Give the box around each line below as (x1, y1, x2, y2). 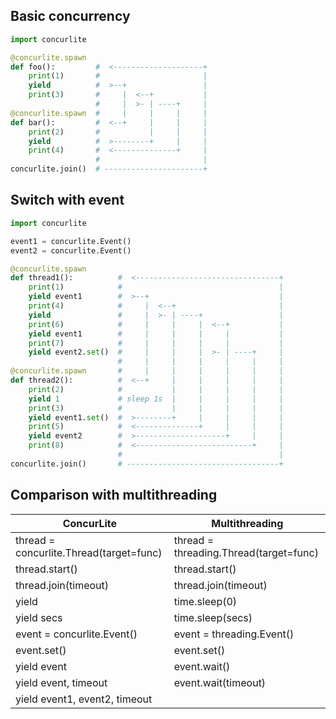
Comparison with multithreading (10, 487, 218, 504)
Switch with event (10, 192, 125, 209)
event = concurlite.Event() (15, 627, 138, 641)
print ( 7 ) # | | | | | (28, 338, 284, 348)
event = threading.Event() (173, 627, 295, 641)
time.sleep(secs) (173, 610, 253, 624)
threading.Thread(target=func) (173, 545, 319, 559)
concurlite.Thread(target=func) (15, 545, 163, 559)
